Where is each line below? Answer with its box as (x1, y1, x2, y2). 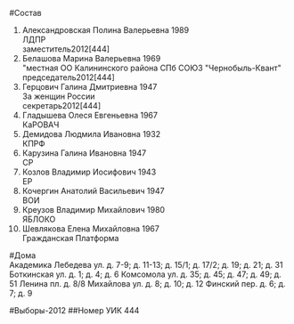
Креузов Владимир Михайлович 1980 (21, 205, 166, 215)
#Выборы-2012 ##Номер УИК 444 (9, 305, 140, 315)
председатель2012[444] (21, 72, 116, 83)
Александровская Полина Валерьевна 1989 (21, 25, 190, 35)
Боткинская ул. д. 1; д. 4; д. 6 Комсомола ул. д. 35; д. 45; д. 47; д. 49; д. (9, 269, 282, 279)
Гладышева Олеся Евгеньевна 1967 (21, 110, 159, 120)
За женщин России (21, 91, 95, 101)
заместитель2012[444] (21, 44, 110, 54)
